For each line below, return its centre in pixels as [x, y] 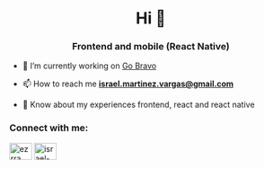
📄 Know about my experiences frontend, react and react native [138, 105]
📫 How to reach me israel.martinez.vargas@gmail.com [128, 84]
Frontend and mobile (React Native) [151, 47]
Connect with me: [49, 128]
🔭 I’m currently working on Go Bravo [89, 66]
